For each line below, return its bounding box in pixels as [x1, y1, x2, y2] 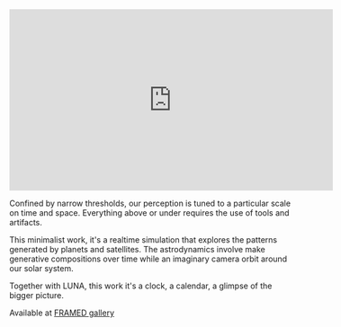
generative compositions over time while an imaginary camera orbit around [9, 253, 288, 264]
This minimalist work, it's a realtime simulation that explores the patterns [9, 234, 277, 245]
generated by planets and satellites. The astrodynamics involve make [9, 244, 265, 254]
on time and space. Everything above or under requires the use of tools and [9, 208, 290, 218]
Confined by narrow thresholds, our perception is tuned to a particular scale [9, 198, 291, 208]
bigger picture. [9, 290, 65, 300]
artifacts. [9, 217, 43, 227]
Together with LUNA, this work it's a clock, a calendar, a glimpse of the [9, 280, 273, 291]
